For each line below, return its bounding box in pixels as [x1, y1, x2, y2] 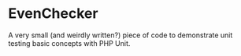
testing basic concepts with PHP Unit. [8, 38, 131, 47]
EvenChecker [8, 5, 98, 23]
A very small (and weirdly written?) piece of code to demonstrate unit [8, 30, 233, 40]
